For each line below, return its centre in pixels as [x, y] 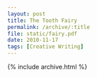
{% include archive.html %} [47, 67]
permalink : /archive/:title [49, 27]
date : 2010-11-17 [33, 40]
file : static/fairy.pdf [42, 34]
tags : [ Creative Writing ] [45, 47]
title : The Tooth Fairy [42, 20]
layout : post [27, 14]
